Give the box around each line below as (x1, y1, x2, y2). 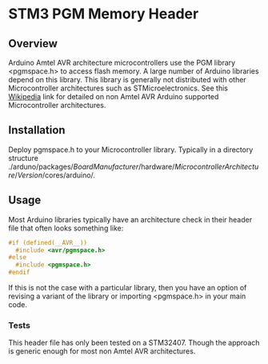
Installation (8, 123, 66, 137)
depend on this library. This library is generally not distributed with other (8, 75, 246, 84)
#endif (8, 269, 30, 277)
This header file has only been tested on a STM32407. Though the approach (8, 338, 260, 348)
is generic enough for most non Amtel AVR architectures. (8, 346, 196, 356)
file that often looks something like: (8, 223, 124, 233)
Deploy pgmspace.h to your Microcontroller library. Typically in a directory (8, 145, 254, 154)
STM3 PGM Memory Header (8, 5, 199, 23)
